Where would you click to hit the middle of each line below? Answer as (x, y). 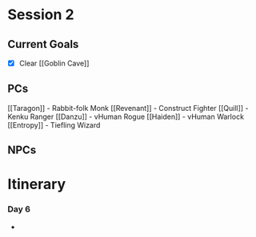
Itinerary (37, 184)
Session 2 (41, 15)
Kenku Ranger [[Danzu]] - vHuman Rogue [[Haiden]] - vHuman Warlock (126, 117)
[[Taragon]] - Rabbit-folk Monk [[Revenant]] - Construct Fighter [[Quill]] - (128, 108)
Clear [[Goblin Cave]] (54, 63)
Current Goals (43, 44)
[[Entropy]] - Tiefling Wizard (54, 124)
